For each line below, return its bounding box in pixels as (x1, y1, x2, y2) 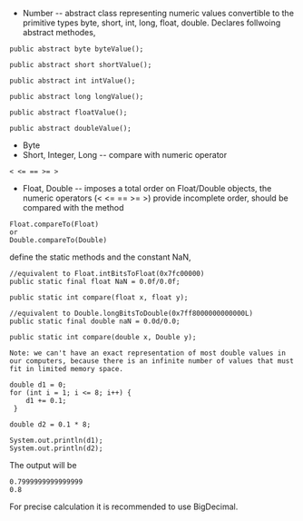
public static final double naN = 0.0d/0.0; (9, 317, 181, 326)
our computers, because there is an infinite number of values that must (9, 357, 295, 366)
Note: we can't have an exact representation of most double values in (9, 349, 286, 358)
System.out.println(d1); (9, 436, 103, 445)
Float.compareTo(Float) (9, 220, 100, 229)
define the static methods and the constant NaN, (9, 251, 191, 262)
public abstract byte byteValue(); (9, 44, 144, 54)
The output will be (9, 460, 77, 470)
